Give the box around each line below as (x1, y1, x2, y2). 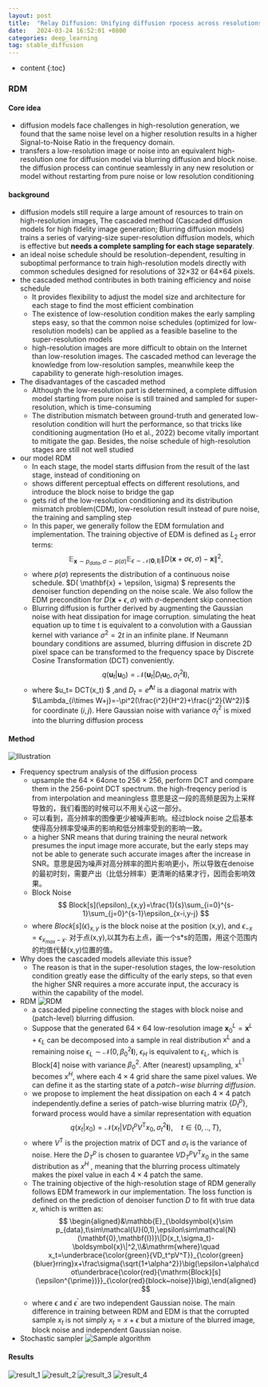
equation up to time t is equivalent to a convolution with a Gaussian (31, 620, 253, 630)
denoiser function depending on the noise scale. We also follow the (31, 587, 254, 596)
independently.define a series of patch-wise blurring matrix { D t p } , (31, 1097, 248, 1109)
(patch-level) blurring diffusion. (31, 1014, 135, 1023)
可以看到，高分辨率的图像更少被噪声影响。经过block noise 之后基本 (31, 813, 254, 823)
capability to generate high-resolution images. (31, 369, 184, 378)
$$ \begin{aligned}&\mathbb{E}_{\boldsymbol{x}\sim (58, 1216, 234, 1226)
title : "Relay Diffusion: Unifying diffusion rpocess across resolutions (8, 19, 262, 27)
